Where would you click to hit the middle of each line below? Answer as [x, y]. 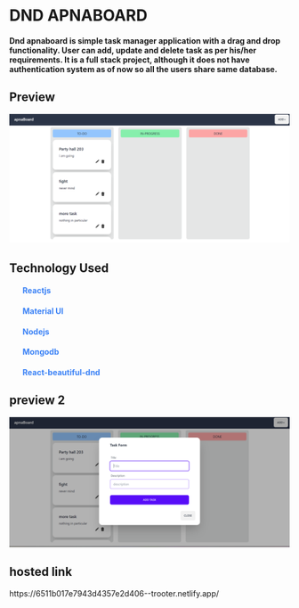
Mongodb [40, 352]
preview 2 [37, 401]
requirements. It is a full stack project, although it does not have [129, 60]
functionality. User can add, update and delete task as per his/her [133, 50]
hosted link [41, 572]
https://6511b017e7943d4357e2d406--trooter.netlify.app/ [114, 593]
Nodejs [36, 332]
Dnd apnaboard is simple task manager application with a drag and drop [145, 40]
